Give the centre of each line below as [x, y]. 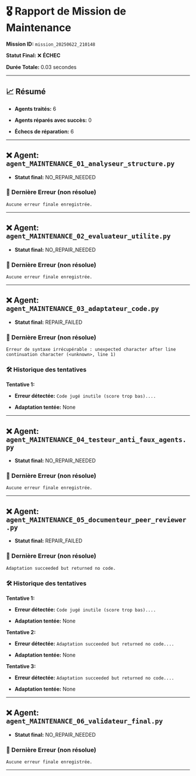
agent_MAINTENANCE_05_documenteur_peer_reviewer [96, 520]
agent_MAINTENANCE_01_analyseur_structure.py [90, 164]
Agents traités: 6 [35, 108]
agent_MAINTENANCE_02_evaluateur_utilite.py [88, 236]
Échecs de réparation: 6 [44, 131]
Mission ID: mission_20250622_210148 [51, 44]
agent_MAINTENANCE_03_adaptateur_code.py [83, 309]
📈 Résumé [26, 92]
